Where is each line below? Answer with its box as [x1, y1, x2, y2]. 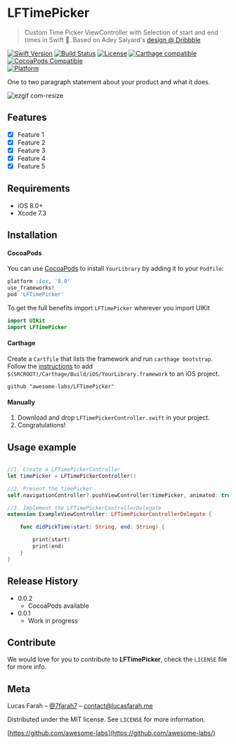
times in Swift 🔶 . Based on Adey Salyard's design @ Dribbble [24, 35, 201, 44]
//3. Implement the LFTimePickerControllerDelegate [7, 504, 162, 512]
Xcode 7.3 [17, 208, 47, 217]
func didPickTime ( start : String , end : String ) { [20, 524, 165, 531]
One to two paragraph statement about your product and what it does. [7, 77, 211, 86]
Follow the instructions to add [7, 362, 93, 371]
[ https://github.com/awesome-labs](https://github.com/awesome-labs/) [7, 729, 216, 738]
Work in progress [27, 616, 79, 625]
